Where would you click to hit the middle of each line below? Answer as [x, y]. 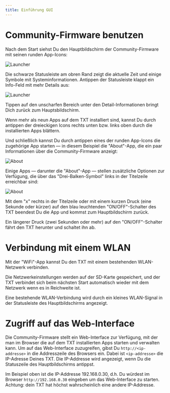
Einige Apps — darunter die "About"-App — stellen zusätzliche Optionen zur [85, 171]
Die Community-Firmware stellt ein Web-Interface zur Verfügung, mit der [82, 337]
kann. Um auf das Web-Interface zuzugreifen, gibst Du [63, 348]
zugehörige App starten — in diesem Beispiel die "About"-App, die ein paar [84, 146]
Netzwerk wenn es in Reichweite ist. [43, 288]
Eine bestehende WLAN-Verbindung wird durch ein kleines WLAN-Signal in [84, 298]
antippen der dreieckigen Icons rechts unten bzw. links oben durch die [79, 125]
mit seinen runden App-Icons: [36, 54]
